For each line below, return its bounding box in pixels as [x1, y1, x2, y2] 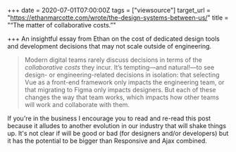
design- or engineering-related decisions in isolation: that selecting [24, 70, 220, 79]
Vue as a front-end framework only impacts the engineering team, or [24, 78, 225, 87]
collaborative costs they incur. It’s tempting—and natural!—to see [24, 63, 215, 71]
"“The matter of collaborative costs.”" [7, 21, 116, 29]
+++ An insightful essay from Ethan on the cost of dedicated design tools [7, 34, 220, 43]
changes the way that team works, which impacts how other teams [24, 93, 220, 101]
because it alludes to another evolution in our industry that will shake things [7, 122, 227, 129]
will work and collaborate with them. [24, 101, 130, 108]
